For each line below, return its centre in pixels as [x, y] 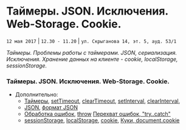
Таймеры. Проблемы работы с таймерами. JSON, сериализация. [92, 52]
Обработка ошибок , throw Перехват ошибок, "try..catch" [98, 114]
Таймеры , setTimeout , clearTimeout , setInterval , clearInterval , [102, 101]
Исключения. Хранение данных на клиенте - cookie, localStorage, [92, 59]
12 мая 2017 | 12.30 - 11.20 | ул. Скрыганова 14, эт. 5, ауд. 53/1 [91, 41]
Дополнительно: [36, 95]
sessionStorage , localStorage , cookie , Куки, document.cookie [102, 120]
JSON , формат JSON [51, 108]
